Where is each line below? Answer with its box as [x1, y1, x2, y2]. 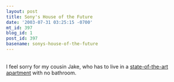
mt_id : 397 [6, 24, 33, 31]
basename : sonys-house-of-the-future [6, 41, 98, 47]
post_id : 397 [6, 35, 38, 41]
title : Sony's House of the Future [6, 14, 93, 20]
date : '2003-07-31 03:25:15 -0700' [6, 19, 93, 25]
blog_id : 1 [6, 30, 33, 36]
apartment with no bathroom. [6, 69, 77, 76]
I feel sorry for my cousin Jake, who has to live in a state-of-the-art [6, 63, 169, 70]
